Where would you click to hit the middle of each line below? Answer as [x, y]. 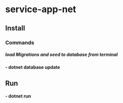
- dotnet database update [33, 67]
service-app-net [41, 9]
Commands [20, 43]
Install [15, 28]
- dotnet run [18, 96]
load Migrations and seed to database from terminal [61, 55]
